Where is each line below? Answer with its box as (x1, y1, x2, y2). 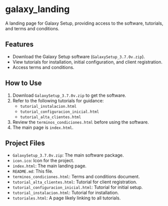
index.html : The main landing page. (12, 163, 87, 169)
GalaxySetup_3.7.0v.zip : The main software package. (12, 152, 124, 158)
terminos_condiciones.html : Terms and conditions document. (12, 174, 140, 180)
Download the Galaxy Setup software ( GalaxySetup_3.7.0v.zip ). (12, 53, 145, 59)
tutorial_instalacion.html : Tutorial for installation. (12, 190, 119, 196)
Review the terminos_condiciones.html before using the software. (12, 119, 149, 125)
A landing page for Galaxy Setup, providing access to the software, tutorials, (5, 20, 163, 26)
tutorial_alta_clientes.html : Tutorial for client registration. (12, 179, 137, 185)
